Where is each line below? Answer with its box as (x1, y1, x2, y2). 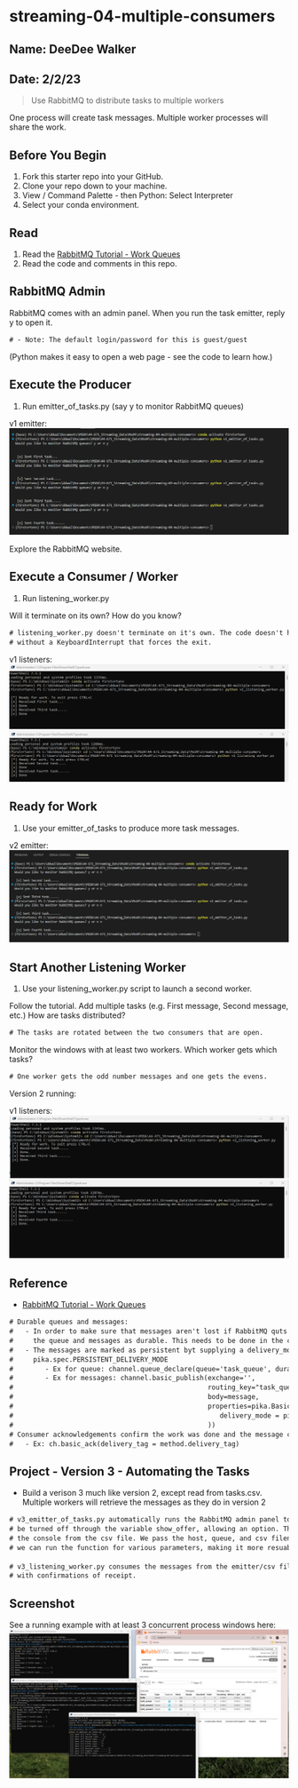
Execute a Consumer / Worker (9, 569, 179, 584)
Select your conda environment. (21, 200, 140, 211)
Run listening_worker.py (21, 592, 110, 603)
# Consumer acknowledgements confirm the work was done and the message (9, 1430, 284, 1439)
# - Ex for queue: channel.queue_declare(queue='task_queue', (9, 1364, 272, 1373)
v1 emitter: (9, 417, 47, 428)
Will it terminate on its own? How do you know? (9, 610, 182, 621)
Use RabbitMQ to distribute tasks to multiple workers (30, 95, 224, 106)
